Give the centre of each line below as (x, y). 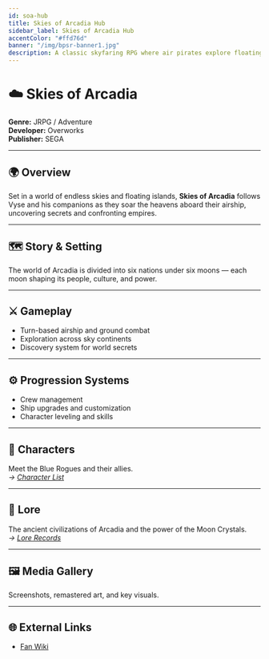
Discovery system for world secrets (78, 348)
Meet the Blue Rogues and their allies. (71, 469)
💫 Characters (42, 449)
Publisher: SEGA (36, 139)
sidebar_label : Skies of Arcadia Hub (71, 30)
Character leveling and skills (66, 417)
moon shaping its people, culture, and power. (83, 278)
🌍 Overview (40, 173)
